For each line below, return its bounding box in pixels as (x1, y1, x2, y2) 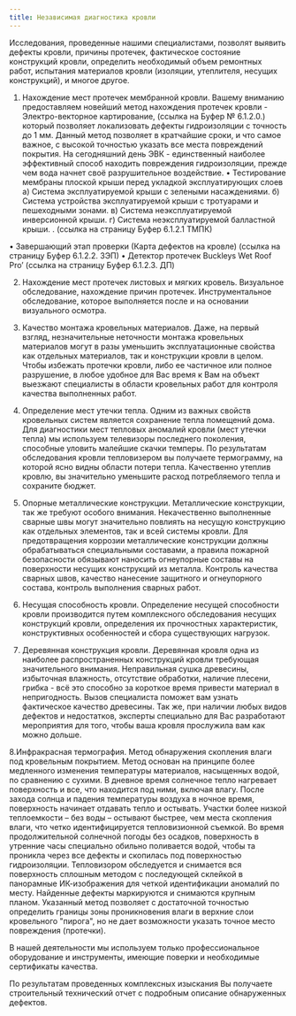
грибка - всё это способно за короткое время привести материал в (21, 682, 280, 693)
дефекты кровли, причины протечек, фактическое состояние (9, 46, 241, 58)
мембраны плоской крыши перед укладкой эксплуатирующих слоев (21, 176, 284, 187)
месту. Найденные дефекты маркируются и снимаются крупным (9, 887, 256, 898)
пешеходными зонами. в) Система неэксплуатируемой (21, 204, 232, 215)
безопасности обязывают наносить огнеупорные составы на (21, 554, 254, 565)
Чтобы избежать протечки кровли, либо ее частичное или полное (21, 359, 272, 370)
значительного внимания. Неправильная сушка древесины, (21, 663, 249, 673)
